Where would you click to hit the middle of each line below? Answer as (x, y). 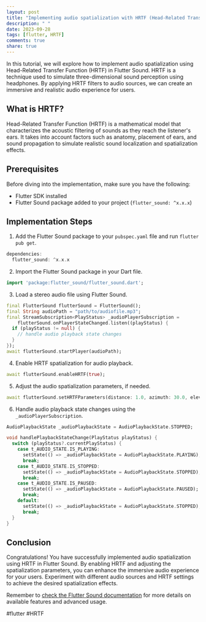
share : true (21, 47)
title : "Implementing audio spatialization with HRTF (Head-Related (96, 18)
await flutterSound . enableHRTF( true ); (56, 374)
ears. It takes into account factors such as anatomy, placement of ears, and (102, 137)
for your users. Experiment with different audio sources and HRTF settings (100, 577)
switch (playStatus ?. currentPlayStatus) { (67, 443)
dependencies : (25, 254)
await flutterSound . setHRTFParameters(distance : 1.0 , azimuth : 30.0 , (97, 397)
